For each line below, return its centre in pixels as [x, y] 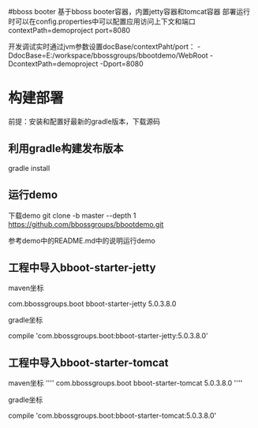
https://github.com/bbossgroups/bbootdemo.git [86, 224]
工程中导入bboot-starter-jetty [82, 268]
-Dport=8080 [122, 64]
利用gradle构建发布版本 [66, 149]
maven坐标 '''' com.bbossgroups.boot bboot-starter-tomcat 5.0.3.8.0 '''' [125, 383]
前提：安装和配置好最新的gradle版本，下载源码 [84, 121]
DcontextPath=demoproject [53, 64]
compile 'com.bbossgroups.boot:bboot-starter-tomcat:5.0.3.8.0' [112, 415]
